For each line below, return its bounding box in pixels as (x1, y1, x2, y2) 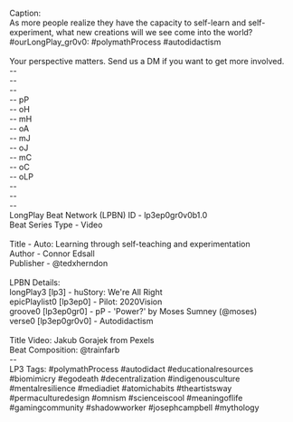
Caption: (9, 8, 42, 18)
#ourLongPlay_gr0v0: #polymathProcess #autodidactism (9, 36, 222, 47)
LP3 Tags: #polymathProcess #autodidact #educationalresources (9, 364, 254, 374)
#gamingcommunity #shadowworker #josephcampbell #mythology (9, 402, 260, 413)
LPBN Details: (9, 277, 61, 288)
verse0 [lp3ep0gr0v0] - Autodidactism (9, 316, 154, 326)
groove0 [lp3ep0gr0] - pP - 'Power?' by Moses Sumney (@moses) (9, 306, 258, 316)
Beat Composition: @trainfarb (9, 344, 120, 355)
